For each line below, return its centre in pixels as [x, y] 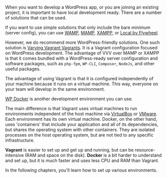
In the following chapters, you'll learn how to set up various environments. [81, 170]
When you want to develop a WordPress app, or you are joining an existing [82, 7]
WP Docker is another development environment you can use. [69, 99]
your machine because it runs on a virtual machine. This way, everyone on [82, 84]
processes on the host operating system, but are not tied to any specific [79, 135]
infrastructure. [20, 140]
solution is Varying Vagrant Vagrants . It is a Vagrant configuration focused [81, 48]
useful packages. [23, 69]
